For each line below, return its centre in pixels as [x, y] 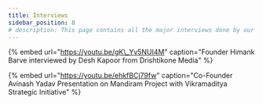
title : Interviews [38, 15]
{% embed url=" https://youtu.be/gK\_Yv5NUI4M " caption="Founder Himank [131, 52]
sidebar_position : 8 [42, 23]
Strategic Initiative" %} [45, 92]
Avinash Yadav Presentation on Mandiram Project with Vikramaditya [118, 84]
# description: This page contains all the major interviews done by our [131, 30]
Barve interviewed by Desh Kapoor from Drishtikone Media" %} [111, 60]
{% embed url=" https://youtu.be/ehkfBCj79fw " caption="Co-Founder [121, 76]
